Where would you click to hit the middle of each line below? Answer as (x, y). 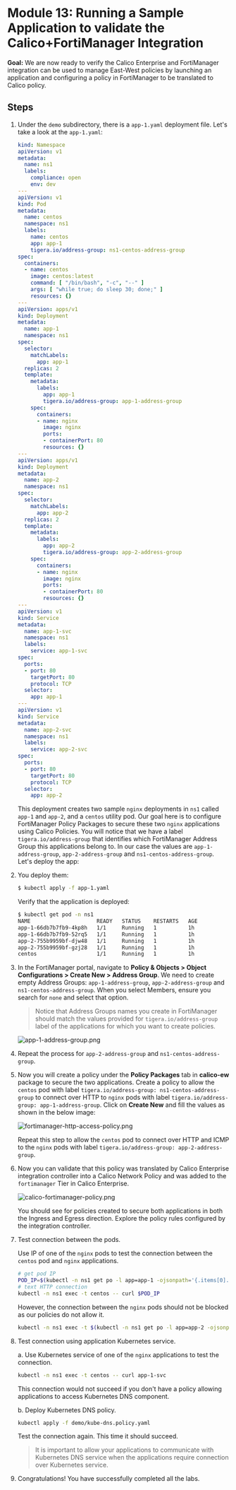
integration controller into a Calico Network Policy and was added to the (122, 1176)
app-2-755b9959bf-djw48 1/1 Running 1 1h (106, 941)
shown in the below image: (56, 1113)
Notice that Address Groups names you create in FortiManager (126, 1011)
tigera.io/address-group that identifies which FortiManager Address (117, 839)
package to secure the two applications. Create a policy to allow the (116, 1082)
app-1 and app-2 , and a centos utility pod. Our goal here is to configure (119, 816)
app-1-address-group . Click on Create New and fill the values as (132, 1105)
